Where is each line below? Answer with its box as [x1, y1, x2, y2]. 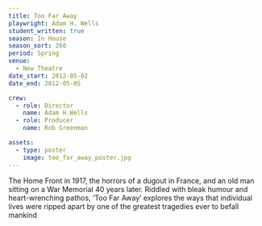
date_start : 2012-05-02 [8, 72, 89, 80]
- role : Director [15, 102, 74, 110]
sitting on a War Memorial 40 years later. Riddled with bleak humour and [8, 184, 248, 194]
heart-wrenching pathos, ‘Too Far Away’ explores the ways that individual [8, 193, 252, 203]
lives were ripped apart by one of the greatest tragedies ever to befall [8, 201, 239, 211]
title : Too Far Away [8, 11, 78, 20]
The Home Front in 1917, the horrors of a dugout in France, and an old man [8, 175, 255, 186]
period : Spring [8, 49, 60, 57]
